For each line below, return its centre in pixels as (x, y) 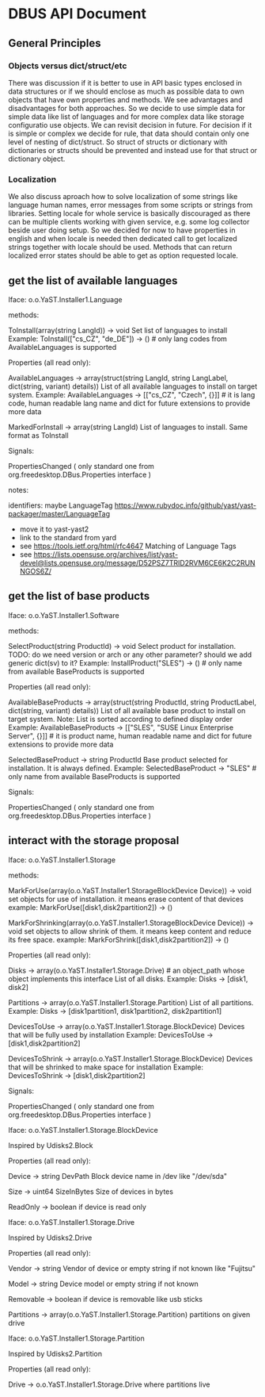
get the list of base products (79, 596)
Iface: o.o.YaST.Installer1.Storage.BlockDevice (83, 1130)
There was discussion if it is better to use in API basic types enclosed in (125, 83)
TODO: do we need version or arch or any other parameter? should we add (130, 654)
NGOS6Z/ (36, 571)
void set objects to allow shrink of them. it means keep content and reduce (130, 931)
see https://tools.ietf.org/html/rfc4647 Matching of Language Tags (128, 546)
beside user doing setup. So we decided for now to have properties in (122, 230)
